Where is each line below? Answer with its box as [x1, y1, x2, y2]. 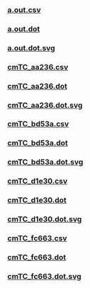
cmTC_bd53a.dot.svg [7, 157, 84, 167]
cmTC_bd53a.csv [7, 119, 69, 129]
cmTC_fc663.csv [7, 233, 67, 243]
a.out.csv [7, 5, 41, 15]
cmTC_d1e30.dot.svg [7, 214, 82, 224]
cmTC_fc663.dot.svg [7, 271, 81, 281]
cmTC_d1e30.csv [7, 176, 68, 186]
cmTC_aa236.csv [7, 62, 69, 72]
